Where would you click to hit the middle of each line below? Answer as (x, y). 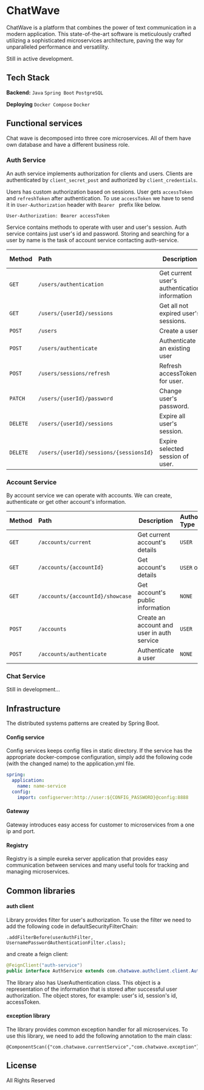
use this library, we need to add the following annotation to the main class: (99, 1036)
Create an (151, 618)
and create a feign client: (37, 954)
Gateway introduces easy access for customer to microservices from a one (100, 825)
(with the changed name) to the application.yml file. (71, 764)
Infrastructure (33, 709)
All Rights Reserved (31, 1080)
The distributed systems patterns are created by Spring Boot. (83, 723)
